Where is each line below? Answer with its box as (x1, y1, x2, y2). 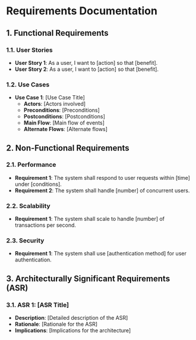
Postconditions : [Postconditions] (23, 113, 106, 120)
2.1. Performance (6, 161, 56, 169)
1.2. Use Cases (6, 80, 50, 89)
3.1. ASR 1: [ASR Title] (6, 301, 69, 309)
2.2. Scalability (6, 201, 50, 210)
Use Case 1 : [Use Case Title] (14, 94, 85, 101)
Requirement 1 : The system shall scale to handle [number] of (14, 216, 165, 223)
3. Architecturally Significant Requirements (6, 273, 170, 283)
